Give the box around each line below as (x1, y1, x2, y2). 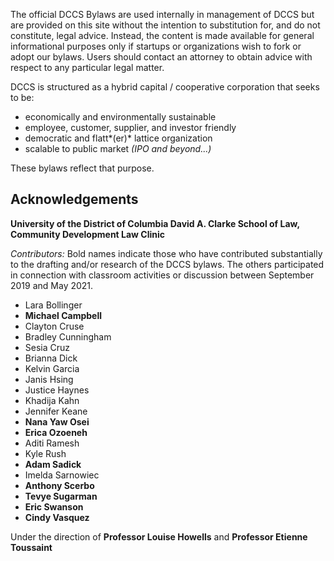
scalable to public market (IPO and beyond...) (24, 143, 212, 154)
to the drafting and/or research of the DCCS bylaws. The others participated (10, 258, 325, 270)
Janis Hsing (24, 373, 74, 385)
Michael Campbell (24, 309, 103, 321)
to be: (10, 92, 35, 103)
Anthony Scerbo (24, 479, 95, 491)
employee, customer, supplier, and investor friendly (24, 122, 237, 133)
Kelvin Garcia (24, 362, 80, 374)
